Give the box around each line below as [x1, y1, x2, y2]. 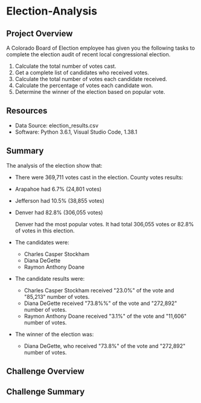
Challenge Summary [6, 387, 85, 397]
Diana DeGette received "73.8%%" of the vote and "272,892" [24, 300, 177, 307]
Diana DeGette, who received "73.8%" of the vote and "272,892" [24, 342, 186, 349]
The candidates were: [14, 238, 69, 246]
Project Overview [6, 28, 73, 39]
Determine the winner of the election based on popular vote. [14, 88, 165, 95]
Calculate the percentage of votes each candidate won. [14, 82, 153, 89]
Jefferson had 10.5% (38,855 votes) [14, 197, 104, 204]
